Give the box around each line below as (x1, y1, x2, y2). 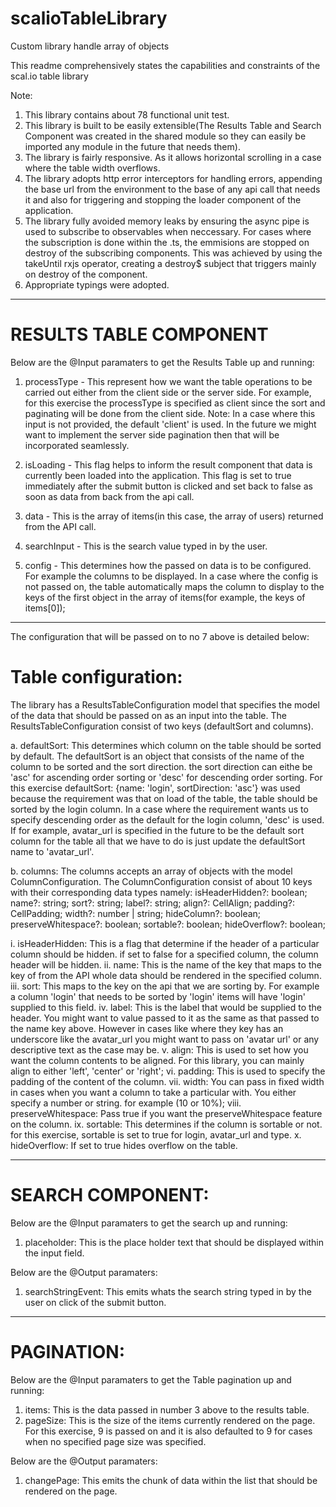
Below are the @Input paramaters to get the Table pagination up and (10, 1373, 292, 1386)
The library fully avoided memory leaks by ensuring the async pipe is (24, 215, 310, 227)
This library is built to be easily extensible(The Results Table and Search (24, 119, 322, 131)
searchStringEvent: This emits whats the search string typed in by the (24, 1285, 312, 1297)
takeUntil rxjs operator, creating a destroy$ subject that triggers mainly (24, 257, 317, 269)
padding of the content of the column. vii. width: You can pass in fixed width (10, 1075, 325, 1087)
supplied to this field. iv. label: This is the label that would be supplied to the (10, 1001, 323, 1013)
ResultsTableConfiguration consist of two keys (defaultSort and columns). (10, 720, 314, 732)
